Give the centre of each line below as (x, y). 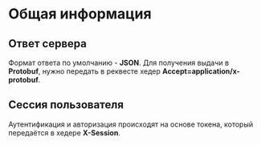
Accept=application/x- (201, 71)
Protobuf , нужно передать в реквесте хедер (84, 71)
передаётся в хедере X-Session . (64, 132)
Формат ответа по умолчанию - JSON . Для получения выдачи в (119, 62)
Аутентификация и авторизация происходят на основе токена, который (131, 124)
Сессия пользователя (66, 105)
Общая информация (80, 14)
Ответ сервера (47, 44)
